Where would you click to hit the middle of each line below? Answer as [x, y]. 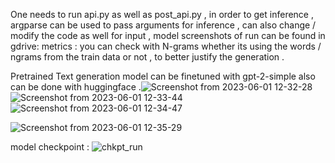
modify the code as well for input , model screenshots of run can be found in [168, 35]
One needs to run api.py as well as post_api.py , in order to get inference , [162, 14]
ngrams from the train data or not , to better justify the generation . [147, 57]
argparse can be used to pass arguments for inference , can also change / [163, 25]
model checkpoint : [50, 147]
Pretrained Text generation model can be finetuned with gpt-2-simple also [163, 76]
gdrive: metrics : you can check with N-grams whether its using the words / [166, 46]
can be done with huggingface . [76, 87]
